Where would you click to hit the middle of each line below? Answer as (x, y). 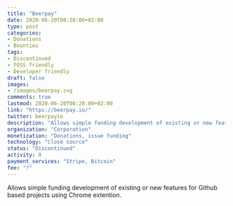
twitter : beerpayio (35, 116)
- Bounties (23, 46)
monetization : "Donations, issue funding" (69, 135)
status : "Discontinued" (42, 149)
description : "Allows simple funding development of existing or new (110, 123)
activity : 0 (24, 155)
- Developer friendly (38, 71)
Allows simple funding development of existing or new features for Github (112, 187)
